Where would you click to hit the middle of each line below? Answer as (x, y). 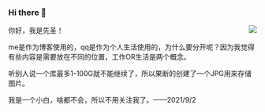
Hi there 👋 (28, 13)
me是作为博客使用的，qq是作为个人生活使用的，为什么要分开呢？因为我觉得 (131, 47)
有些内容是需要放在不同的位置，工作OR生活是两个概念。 (99, 57)
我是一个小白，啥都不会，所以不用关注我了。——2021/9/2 (102, 100)
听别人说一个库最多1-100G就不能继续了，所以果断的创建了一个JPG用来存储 (130, 74)
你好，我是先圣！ (36, 31)
